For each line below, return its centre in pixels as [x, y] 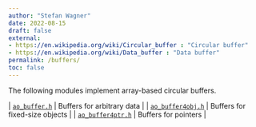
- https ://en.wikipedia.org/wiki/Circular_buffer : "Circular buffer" [128, 46]
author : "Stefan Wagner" [50, 16]
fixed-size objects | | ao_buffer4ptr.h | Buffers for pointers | [107, 114]
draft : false [30, 30]
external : [25, 38]
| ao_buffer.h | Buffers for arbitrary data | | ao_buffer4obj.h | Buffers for [127, 105]
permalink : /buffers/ [44, 61]
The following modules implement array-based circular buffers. [112, 90]
